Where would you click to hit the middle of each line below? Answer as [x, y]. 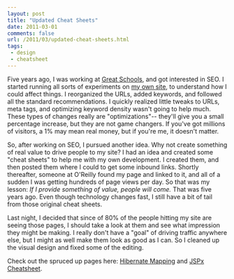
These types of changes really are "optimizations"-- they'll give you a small [116, 116]
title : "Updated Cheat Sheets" [53, 20]
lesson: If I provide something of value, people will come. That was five [109, 189]
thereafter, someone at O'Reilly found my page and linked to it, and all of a [114, 174]
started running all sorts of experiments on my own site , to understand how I [117, 86]
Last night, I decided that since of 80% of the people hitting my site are [109, 217]
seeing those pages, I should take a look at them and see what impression [114, 225]
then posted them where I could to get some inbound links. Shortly [103, 167]
